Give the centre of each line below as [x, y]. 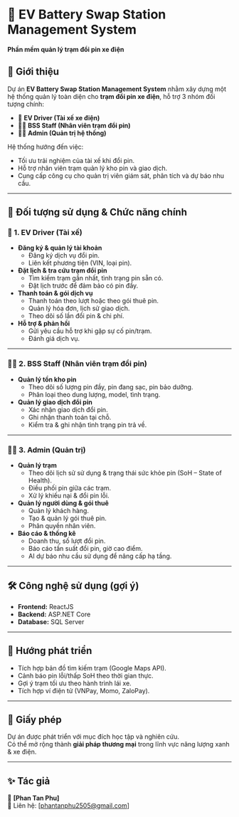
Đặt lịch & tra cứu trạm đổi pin [62, 270]
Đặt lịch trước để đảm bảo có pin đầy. [83, 286]
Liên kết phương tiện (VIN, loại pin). [80, 263]
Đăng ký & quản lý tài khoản [60, 248]
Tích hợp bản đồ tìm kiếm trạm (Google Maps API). [92, 668]
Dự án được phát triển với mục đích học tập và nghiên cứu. [94, 737]
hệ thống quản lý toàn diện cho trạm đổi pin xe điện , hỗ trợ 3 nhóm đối [111, 96]
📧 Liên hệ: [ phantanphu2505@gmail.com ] [69, 806]
